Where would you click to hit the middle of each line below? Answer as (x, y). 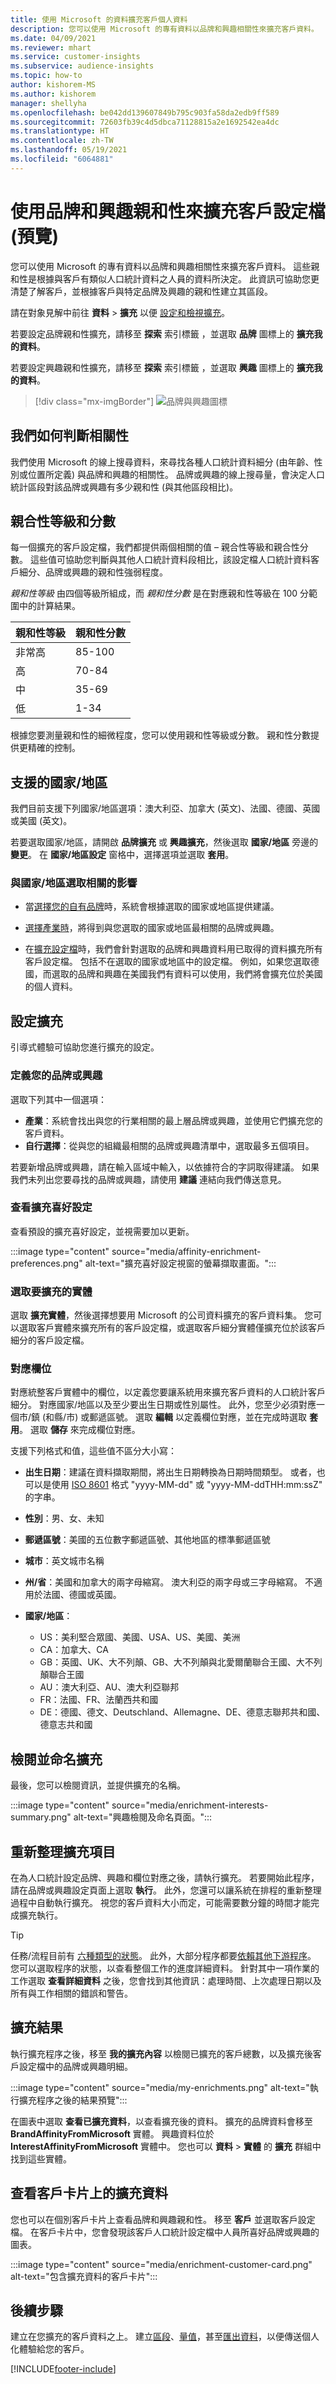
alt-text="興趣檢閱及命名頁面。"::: (143, 1817)
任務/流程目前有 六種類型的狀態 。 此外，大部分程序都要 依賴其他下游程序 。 (163, 1956)
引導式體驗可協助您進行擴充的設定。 (85, 1047)
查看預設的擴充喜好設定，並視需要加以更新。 (102, 1231)
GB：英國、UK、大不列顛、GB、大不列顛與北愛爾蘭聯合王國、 (168, 1662)
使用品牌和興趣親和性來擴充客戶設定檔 (168, 211)
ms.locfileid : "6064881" (62, 159)
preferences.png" (46, 1263)
